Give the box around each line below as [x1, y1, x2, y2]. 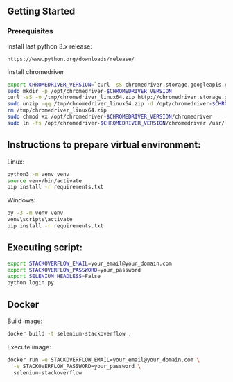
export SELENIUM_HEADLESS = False [7, 273, 101, 280]
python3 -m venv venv [7, 171, 70, 177]
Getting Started [7, 6, 76, 17]
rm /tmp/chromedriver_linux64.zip [7, 107, 107, 114]
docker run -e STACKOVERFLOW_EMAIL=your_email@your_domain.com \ [7, 356, 200, 363]
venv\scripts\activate [7, 216, 73, 223]
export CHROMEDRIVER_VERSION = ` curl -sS [7, 81, 123, 88]
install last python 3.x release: [7, 42, 92, 51]
